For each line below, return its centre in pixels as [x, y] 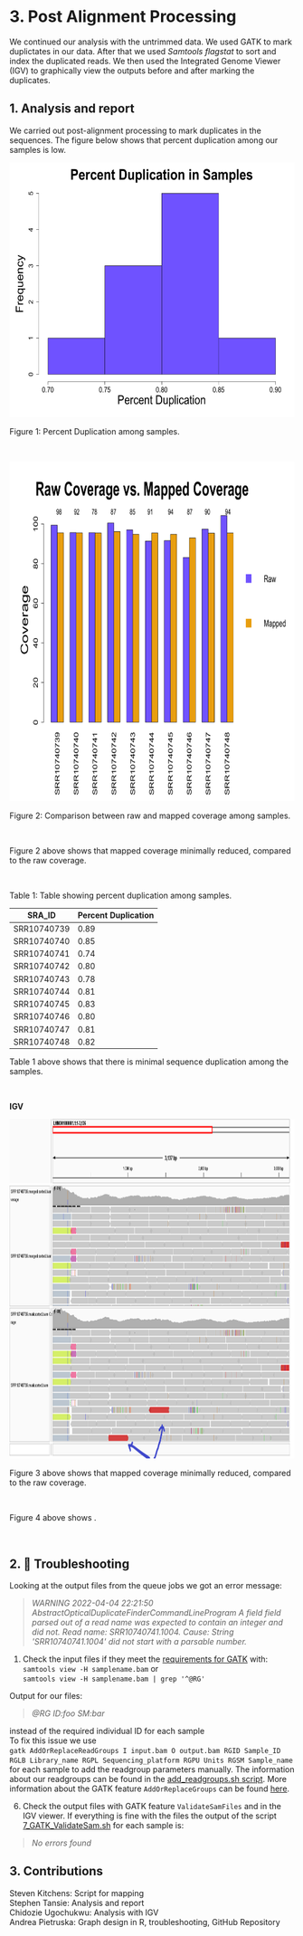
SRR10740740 [42, 941]
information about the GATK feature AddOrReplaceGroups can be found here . [150, 1788]
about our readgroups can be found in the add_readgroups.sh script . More [148, 1779]
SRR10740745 [42, 1004]
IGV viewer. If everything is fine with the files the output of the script [150, 1816]
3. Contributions [57, 1871]
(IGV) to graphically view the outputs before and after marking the [132, 71]
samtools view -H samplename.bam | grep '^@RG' [114, 1679]
